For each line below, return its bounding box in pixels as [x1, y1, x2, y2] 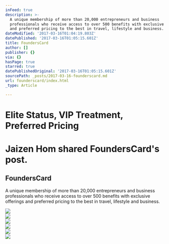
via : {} [5, 54, 22, 60]
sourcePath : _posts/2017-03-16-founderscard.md [5, 74, 108, 79]
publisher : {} [5, 50, 35, 55]
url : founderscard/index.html [5, 78, 69, 83]
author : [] [5, 45, 28, 50]
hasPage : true [5, 59, 35, 64]
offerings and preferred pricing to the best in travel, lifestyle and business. [5, 198, 160, 204]
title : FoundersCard [5, 41, 49, 46]
